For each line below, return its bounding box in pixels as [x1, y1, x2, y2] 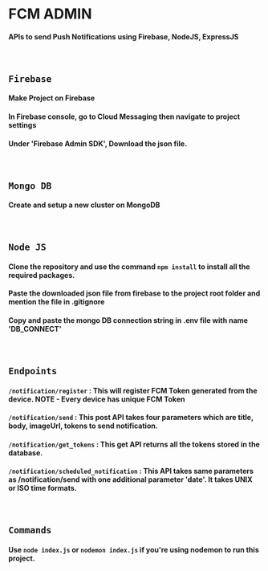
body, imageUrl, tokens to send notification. [8, 421, 158, 430]
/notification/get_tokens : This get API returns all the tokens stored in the [8, 439, 261, 449]
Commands [8, 524, 52, 536]
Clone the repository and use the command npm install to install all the [8, 262, 250, 271]
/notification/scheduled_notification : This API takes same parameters [8, 467, 254, 476]
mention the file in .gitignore [8, 297, 105, 307]
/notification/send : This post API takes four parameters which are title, [8, 413, 254, 422]
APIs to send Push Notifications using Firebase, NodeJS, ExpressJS [8, 31, 239, 41]
